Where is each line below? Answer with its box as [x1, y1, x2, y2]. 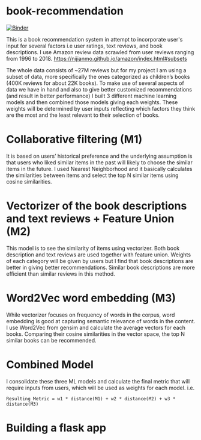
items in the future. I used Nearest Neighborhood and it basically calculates [6, 165, 193, 172]
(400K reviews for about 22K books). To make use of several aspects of [6, 79, 184, 87]
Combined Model [6, 358, 94, 371]
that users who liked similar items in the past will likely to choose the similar [6, 158, 193, 166]
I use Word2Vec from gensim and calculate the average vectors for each [6, 324, 186, 331]
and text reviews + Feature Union [6, 212, 175, 226]
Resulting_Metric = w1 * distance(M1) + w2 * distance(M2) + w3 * [6, 395, 176, 401]
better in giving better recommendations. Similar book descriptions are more [6, 264, 195, 271]
